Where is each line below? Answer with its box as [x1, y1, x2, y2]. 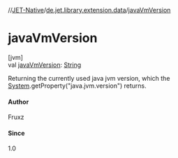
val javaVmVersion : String [8, 61, 82, 69]
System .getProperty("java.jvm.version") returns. [8, 81, 147, 90]
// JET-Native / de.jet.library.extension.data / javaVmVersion [8, 6, 171, 14]
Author [8, 97, 29, 106]
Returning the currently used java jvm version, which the [8, 74, 170, 82]
